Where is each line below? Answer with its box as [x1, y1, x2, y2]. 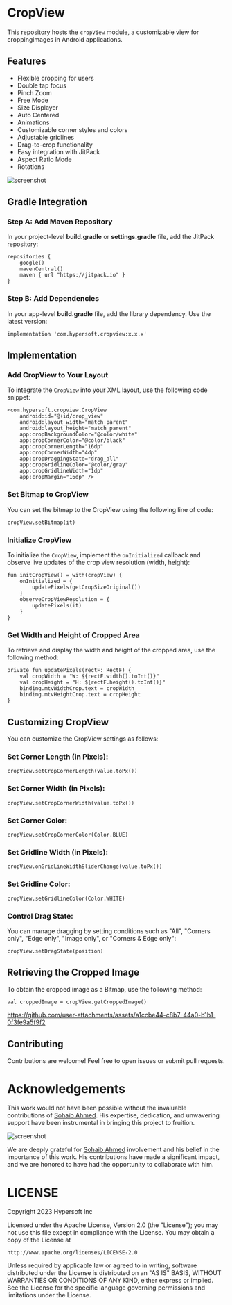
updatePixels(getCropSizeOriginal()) [32, 584, 141, 591]
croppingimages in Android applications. [7, 35, 123, 43]
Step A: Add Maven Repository [7, 217, 113, 227]
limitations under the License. [7, 1291, 91, 1299]
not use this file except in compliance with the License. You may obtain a [7, 1229, 215, 1237]
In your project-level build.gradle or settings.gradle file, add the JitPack [7, 233, 215, 241]
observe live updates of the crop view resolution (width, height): [7, 558, 190, 567]
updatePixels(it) [32, 602, 82, 609]
